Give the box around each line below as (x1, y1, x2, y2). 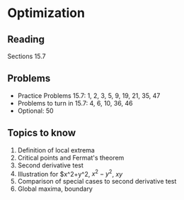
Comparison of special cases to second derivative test (17, 177, 177, 186)
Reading (7, 33, 45, 45)
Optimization (7, 5, 85, 21)
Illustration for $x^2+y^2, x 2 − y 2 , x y (17, 168, 123, 178)
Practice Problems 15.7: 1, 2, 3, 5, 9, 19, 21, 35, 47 (17, 91, 161, 100)
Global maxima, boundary (17, 184, 93, 193)
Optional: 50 (17, 106, 54, 115)
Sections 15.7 (7, 52, 46, 60)
